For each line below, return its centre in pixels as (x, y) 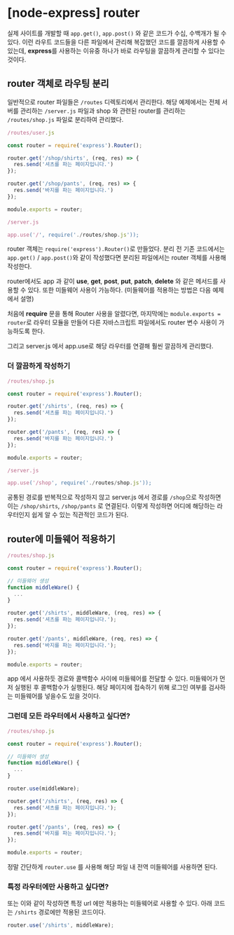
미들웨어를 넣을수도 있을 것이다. (57, 696)
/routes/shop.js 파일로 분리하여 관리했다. (66, 119)
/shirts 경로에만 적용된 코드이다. (60, 912)
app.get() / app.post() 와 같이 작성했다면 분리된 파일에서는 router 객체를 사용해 (117, 258)
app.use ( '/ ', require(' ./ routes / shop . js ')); (73, 235)
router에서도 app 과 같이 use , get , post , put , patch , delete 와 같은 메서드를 (113, 281)
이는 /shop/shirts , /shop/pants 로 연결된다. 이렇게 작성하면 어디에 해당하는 (111, 506)
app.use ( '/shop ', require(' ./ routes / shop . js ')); (80, 483)
